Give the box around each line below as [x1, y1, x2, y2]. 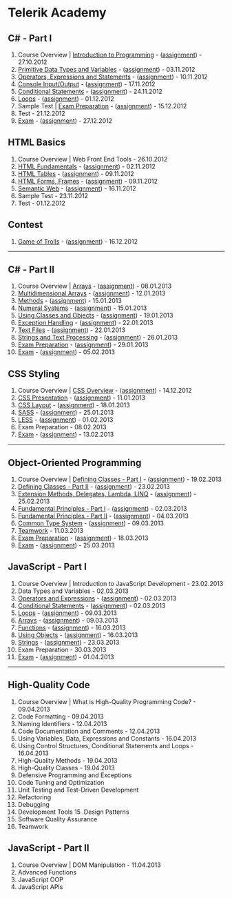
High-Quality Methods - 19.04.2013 [17, 756, 118, 764]
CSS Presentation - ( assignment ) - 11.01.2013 [17, 393, 146, 402]
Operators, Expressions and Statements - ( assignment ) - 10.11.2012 [17, 72, 209, 81]
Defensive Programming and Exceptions [17, 771, 132, 779]
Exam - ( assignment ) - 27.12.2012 [17, 117, 113, 125]
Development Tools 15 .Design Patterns [17, 808, 129, 816]
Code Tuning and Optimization [17, 778, 105, 786]
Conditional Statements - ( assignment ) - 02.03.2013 [17, 601, 166, 609]
